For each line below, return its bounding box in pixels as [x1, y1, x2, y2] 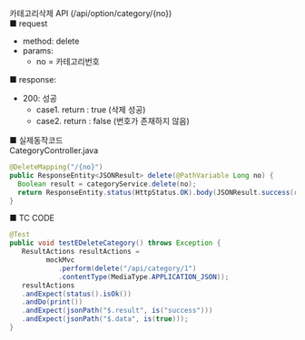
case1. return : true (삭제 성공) [35, 104, 146, 115]
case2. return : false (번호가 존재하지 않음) [35, 116, 191, 126]
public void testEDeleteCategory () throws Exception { [9, 238, 221, 248]
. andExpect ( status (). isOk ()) [21, 289, 132, 298]
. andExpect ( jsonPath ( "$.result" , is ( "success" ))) [21, 306, 213, 316]
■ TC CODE [9, 212, 54, 224]
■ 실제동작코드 [9, 135, 64, 145]
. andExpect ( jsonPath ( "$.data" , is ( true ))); [21, 315, 189, 324]
